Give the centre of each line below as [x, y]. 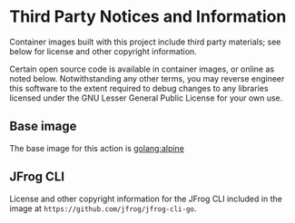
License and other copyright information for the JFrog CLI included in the [146, 199]
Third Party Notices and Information [148, 17]
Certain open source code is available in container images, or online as [142, 69]
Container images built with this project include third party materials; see [145, 42]
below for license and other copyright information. [103, 51]
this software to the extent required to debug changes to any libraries [139, 88]
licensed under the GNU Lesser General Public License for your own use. [146, 98]
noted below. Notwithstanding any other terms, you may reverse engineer [147, 78]
